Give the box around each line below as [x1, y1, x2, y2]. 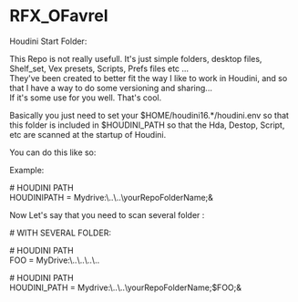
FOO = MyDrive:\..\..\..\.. [9, 255, 100, 266]
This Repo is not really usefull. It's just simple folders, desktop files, [9, 53, 262, 64]
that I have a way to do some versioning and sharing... [9, 82, 212, 93]
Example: [9, 164, 45, 175]
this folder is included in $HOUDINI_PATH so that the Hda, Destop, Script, [9, 120, 285, 130]
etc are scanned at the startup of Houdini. [9, 129, 167, 140]
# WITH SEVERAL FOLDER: [9, 227, 112, 238]
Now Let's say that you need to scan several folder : [9, 209, 205, 220]
